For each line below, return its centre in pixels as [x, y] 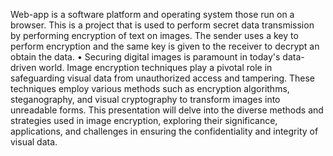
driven [23, 67]
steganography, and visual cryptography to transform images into [145, 99]
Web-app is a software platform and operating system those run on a [152, 14]
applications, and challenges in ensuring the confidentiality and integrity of [164, 131]
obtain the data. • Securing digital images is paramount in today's [145, 57]
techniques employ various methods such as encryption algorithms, [150, 88]
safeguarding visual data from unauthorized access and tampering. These [162, 78]
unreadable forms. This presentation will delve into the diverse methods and [167, 110]
